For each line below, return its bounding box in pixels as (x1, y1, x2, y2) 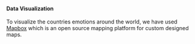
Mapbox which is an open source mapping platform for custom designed (6, 25, 189, 32)
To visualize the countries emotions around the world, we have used (6, 18, 178, 25)
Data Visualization (6, 5, 54, 12)
